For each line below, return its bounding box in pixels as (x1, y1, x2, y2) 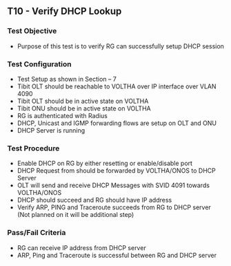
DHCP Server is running (17, 126, 86, 134)
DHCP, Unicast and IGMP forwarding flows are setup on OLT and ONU (17, 119, 217, 127)
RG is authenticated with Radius (17, 111, 108, 120)
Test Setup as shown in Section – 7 (17, 75, 117, 83)
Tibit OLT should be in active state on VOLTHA (17, 97, 149, 105)
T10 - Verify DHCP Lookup (7, 6, 122, 17)
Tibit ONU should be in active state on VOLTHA (17, 104, 151, 113)
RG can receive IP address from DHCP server (17, 243, 146, 251)
